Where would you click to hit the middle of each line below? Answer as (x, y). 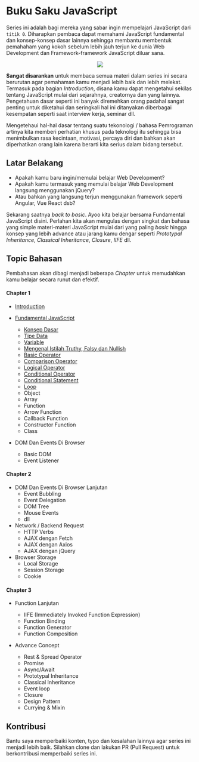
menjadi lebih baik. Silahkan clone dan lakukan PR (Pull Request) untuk (93, 747)
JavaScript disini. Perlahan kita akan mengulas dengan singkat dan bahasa (98, 221)
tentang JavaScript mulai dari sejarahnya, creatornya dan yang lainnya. (93, 94)
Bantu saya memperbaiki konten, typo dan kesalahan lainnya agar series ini (99, 741)
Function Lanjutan (37, 603)
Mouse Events (41, 512)
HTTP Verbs (39, 531)
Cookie (32, 576)
